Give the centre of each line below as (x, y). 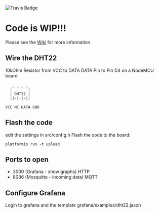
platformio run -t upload (32, 144)
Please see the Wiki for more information (48, 42)
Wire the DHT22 (31, 58)
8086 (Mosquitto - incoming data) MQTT (55, 177)
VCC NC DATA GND (22, 107)
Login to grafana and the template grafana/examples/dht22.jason (73, 205)
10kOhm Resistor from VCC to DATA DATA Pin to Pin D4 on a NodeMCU (80, 70)
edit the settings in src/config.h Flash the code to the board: (68, 135)
